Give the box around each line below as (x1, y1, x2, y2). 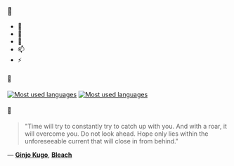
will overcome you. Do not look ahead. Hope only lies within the (24, 129, 209, 138)
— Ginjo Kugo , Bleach (7, 151, 72, 159)
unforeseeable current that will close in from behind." (24, 136, 179, 145)
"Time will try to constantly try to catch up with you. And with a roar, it (24, 122, 227, 130)
